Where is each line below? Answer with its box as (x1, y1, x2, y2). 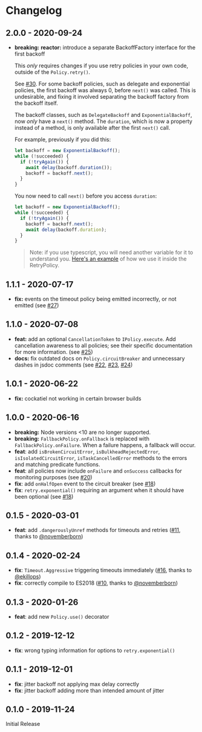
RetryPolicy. (29, 262, 60, 269)
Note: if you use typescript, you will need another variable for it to (29, 249, 194, 256)
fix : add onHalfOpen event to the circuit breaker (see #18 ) (14, 480, 156, 487)
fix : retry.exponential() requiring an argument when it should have (14, 486, 184, 494)
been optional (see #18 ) (14, 493, 74, 500)
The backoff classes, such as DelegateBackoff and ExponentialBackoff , (14, 111, 192, 118)
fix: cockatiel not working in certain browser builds (14, 394, 142, 402)
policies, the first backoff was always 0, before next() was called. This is (14, 87, 196, 94)
